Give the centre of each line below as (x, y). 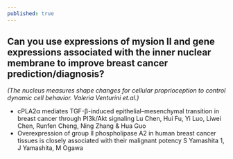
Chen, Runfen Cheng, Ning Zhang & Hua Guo (81, 126)
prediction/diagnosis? (56, 74)
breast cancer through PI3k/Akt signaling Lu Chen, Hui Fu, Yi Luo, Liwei (119, 119)
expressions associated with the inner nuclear (109, 53)
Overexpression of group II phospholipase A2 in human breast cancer (116, 133)
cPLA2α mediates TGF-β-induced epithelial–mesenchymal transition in (118, 111)
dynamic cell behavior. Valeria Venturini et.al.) (73, 98)
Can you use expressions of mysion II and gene (111, 42)
